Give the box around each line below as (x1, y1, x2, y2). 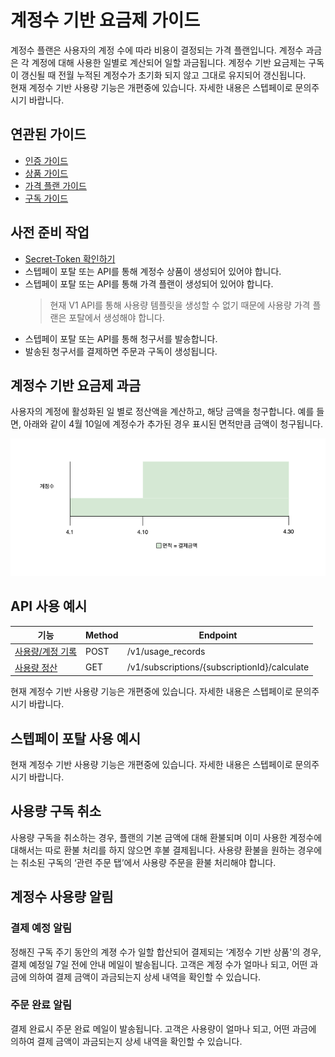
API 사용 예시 (10, 598, 88, 615)
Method (84, 629, 119, 641)
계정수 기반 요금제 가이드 (10, 9, 201, 32)
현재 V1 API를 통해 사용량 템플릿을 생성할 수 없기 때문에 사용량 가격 (49, 299, 311, 311)
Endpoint (198, 629, 238, 641)
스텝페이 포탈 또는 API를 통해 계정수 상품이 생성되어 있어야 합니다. (24, 265, 282, 277)
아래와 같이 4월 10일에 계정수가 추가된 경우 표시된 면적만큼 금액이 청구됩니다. (23, 418, 323, 430)
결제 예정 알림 (10, 921, 73, 935)
